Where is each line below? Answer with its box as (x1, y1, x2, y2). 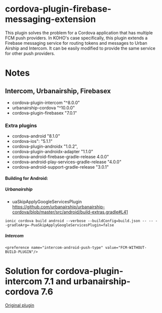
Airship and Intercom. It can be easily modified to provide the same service (5, 45, 156, 51)
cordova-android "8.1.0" (12, 133, 60, 139)
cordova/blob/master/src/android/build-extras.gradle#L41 (12, 209, 128, 215)
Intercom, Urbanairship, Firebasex (5, 87, 111, 95)
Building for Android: (5, 175, 49, 181)
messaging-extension (5, 14, 96, 25)
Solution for (5, 265, 54, 277)
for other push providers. (5, 50, 55, 56)
